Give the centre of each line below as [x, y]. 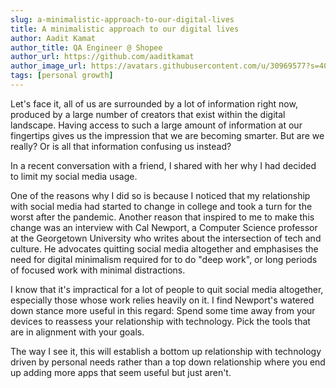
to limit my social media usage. [74, 176]
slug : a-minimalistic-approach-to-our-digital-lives [122, 19]
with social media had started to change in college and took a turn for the [161, 206]
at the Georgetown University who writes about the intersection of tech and [166, 238]
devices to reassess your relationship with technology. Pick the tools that [160, 321]
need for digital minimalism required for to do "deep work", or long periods [164, 259]
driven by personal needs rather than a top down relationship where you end [168, 362]
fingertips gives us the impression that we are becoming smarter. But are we [167, 135]
